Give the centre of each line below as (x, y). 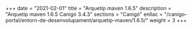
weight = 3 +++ (168, 20)
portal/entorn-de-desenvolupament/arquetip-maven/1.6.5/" (77, 20)
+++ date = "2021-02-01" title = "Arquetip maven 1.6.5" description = (89, 8)
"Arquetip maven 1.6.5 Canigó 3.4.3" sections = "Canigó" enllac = (84, 14)
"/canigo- (176, 14)
